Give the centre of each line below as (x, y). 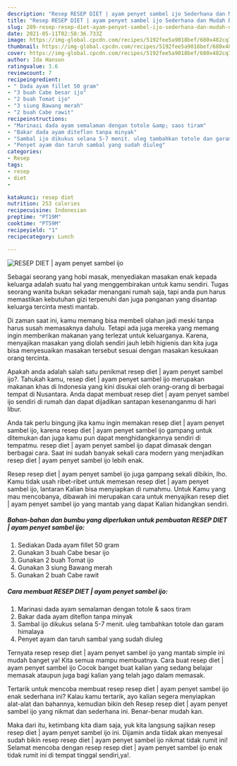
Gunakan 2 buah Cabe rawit (58, 575)
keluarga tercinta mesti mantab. (53, 306)
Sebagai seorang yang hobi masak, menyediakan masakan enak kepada (112, 277)
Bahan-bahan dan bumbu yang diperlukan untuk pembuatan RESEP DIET (117, 520)
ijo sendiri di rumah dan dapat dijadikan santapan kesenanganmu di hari (112, 401)
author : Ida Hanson (36, 60)
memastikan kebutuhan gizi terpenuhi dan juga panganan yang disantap (112, 299)
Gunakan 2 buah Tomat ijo (55, 560)
